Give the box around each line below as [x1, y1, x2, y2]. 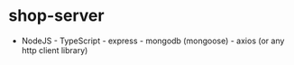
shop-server [8, 5, 105, 26]
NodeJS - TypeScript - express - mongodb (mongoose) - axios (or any [21, 35, 285, 46]
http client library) [21, 44, 88, 55]
